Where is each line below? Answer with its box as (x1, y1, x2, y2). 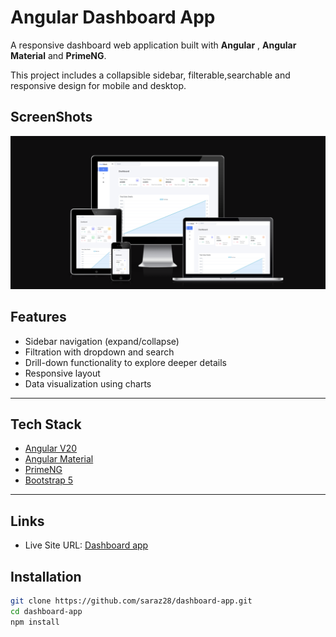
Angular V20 (24, 442, 78, 455)
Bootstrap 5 (24, 474, 74, 486)
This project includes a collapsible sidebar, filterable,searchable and (10, 69, 291, 81)
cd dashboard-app (10, 606, 83, 616)
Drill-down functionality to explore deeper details (24, 356, 227, 368)
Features (10, 309, 67, 326)
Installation (10, 568, 82, 585)
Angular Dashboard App (10, 6, 216, 29)
